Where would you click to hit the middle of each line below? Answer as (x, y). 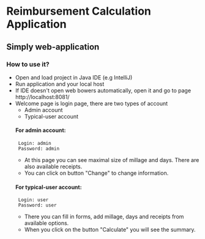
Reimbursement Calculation (79, 11)
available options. (47, 223)
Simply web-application (53, 47)
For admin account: (40, 130)
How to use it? (28, 64)
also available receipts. (53, 167)
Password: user (37, 205)
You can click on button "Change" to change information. (96, 173)
